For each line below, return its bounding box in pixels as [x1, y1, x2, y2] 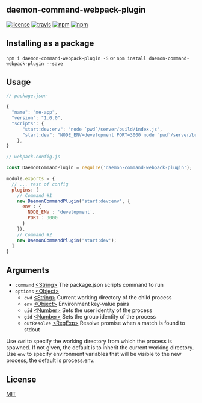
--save [46, 60, 63, 67]
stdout [23, 326, 40, 333]
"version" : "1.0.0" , [11, 115, 63, 121]
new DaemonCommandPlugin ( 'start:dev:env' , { [17, 198, 130, 204]
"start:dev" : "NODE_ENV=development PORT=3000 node [22, 132, 155, 138]
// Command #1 [17, 192, 52, 198]
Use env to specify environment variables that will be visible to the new [6, 351, 182, 358]
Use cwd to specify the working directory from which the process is [6, 337, 173, 345]
